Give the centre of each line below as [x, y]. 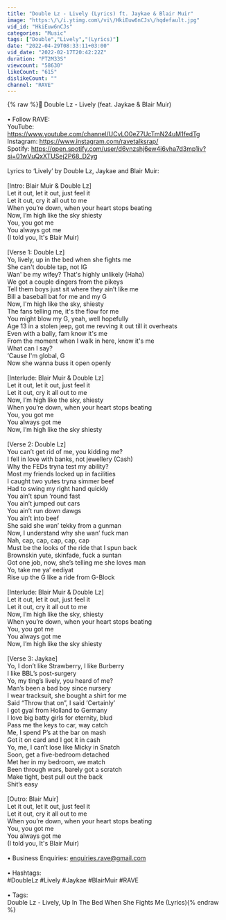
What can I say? [30, 348]
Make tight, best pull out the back [55, 777]
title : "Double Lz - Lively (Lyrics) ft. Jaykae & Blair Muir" [101, 14]
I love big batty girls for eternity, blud [60, 718]
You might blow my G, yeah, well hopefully [68, 319]
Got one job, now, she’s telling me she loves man [77, 563]
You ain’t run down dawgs [44, 511]
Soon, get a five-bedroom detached [58, 754]
